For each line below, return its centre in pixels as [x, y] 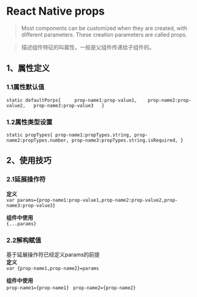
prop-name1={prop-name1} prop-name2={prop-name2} [71, 288]
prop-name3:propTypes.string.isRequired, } [127, 140]
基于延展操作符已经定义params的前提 [53, 254]
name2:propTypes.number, [38, 140]
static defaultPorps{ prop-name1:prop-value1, [72, 100]
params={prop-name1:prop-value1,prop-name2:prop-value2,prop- [98, 200]
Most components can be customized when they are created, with [104, 28]
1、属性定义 [28, 68]
